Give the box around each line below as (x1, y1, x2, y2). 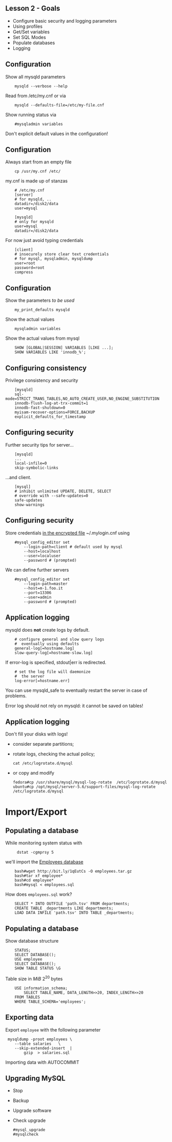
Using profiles (12, 23, 43, 29)
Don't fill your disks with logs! (5, 731, 68, 737)
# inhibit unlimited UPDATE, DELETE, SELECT (14, 488, 111, 494)
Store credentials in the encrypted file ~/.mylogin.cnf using (5, 529, 130, 536)
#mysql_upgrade (12, 1128, 46, 1133)
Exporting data (5, 1013, 54, 1022)
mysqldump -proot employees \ (7, 1037, 72, 1042)
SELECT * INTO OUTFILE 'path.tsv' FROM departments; (14, 901, 130, 907)
